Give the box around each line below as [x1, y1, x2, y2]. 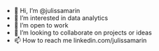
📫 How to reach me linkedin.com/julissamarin [13, 37, 147, 44]
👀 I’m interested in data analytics [13, 14, 109, 22]
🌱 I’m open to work [13, 21, 69, 29]
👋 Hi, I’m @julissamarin [13, 7, 81, 14]
